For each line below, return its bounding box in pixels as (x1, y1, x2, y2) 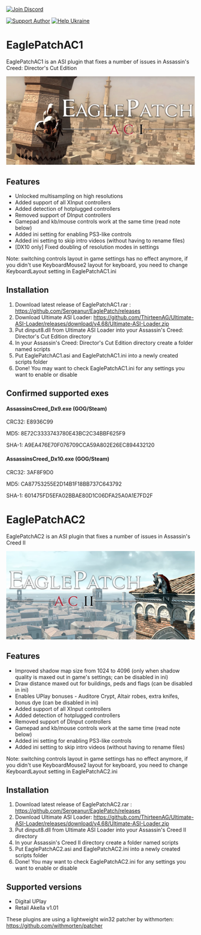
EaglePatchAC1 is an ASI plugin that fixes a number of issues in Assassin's (6, 58, 190, 65)
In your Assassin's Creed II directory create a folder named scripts (14, 839, 179, 846)
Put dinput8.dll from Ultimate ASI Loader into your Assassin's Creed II (14, 827, 187, 834)
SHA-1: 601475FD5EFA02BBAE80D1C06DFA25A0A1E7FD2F (6, 492, 154, 499)
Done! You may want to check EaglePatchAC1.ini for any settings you (14, 364, 185, 371)
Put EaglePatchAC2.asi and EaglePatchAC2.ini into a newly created (14, 845, 181, 853)
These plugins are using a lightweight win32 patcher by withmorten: (6, 916, 174, 923)
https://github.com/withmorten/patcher (6, 922, 103, 930)
